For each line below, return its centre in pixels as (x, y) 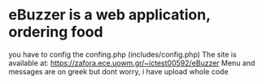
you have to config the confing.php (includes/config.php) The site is (123, 54)
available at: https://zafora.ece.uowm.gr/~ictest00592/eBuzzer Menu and (132, 63)
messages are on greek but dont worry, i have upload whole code (119, 71)
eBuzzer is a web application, (109, 15)
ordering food (56, 32)
